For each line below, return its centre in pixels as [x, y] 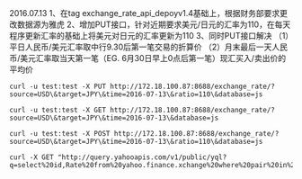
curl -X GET [31, 157]
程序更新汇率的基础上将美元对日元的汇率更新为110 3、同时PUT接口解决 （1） [149, 36]
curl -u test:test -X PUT [58, 86]
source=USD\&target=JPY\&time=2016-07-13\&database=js [114, 118]
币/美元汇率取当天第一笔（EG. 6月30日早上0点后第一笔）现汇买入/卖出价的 [147, 58]
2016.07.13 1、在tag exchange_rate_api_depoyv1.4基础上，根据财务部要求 [145, 13]
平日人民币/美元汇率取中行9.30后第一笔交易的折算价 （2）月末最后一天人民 [148, 47]
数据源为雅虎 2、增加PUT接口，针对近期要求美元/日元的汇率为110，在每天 [154, 24]
